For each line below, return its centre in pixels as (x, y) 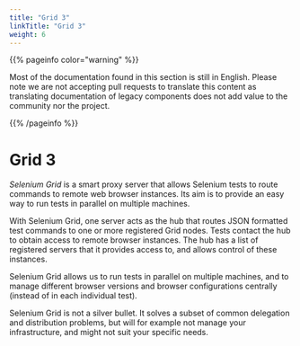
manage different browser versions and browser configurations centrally (143, 286)
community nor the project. (60, 106)
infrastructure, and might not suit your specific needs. (109, 333)
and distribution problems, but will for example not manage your (128, 323)
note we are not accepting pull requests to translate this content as (133, 87)
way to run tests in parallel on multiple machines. (100, 204)
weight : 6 (28, 34)
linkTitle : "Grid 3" (48, 26)
